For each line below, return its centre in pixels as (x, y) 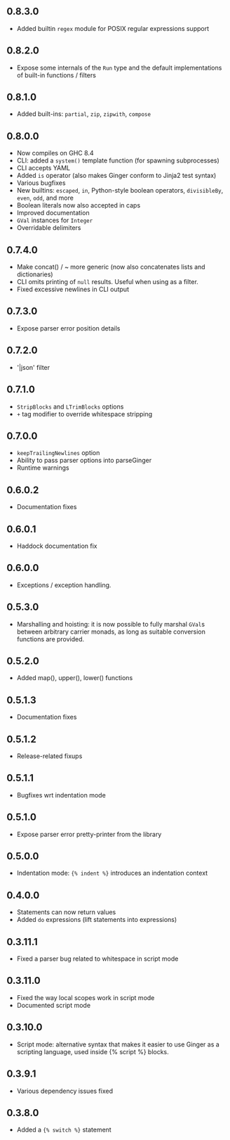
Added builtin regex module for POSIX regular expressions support (113, 28)
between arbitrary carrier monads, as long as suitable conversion (111, 632)
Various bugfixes (41, 183)
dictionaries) (35, 274)
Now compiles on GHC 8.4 (55, 153)
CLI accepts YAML (43, 168)
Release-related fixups (49, 756)
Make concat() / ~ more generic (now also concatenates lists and (111, 267)
